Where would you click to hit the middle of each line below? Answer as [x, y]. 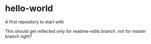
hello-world [29, 8]
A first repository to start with [35, 22]
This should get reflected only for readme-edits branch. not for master [75, 31]
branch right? [19, 36]
